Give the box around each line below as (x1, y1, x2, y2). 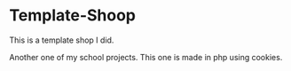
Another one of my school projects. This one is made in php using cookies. (9, 51, 283, 62)
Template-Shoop (9, 5, 136, 26)
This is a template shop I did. (9, 35, 114, 45)
